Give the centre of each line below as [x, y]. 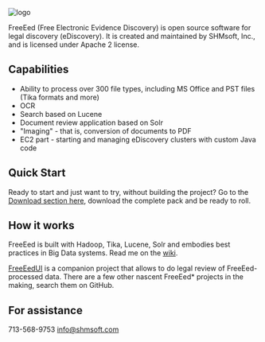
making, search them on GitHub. [61, 286]
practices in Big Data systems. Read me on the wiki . [93, 253]
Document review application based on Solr [91, 122]
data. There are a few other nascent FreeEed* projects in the [144, 277]
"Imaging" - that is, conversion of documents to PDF [106, 130]
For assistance [46, 310]
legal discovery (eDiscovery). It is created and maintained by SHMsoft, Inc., [132, 36]
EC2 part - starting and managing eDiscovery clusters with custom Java [138, 139]
